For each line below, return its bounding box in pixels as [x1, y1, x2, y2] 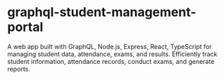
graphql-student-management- [7, 4, 197, 20]
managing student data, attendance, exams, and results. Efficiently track [7, 50, 218, 58]
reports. [7, 65, 30, 73]
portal [7, 19, 44, 35]
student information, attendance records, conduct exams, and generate [7, 57, 215, 65]
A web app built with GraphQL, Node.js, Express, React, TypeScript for [7, 42, 213, 51]
